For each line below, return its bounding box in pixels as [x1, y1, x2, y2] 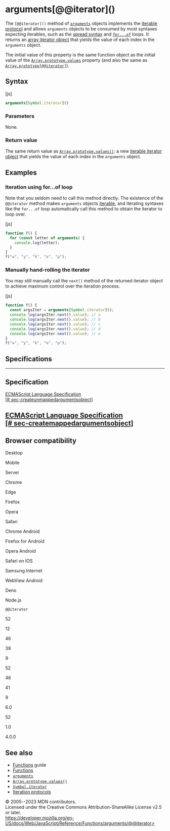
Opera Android [5, 548, 36, 554]
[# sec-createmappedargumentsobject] [5, 419, 134, 428]
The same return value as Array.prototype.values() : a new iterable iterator [5, 148, 162, 154]
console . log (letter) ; [14, 240, 60, 245]
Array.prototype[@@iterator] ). [5, 62, 70, 68]
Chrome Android [5, 528, 40, 534]
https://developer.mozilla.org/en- [5, 815, 74, 821]
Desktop [5, 450, 23, 456]
